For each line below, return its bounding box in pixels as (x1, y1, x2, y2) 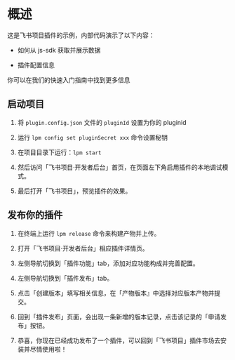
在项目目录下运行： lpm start (17, 148, 102, 156)
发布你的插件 (7, 209, 63, 221)
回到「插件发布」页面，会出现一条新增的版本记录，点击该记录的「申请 (17, 312, 221, 321)
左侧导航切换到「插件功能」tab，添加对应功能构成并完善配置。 (17, 259, 199, 267)
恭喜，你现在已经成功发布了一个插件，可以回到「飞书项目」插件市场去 (17, 336, 221, 345)
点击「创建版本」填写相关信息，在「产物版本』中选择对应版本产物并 (17, 288, 215, 297)
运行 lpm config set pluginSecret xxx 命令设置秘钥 (17, 133, 168, 141)
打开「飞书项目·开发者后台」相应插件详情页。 (17, 244, 149, 253)
